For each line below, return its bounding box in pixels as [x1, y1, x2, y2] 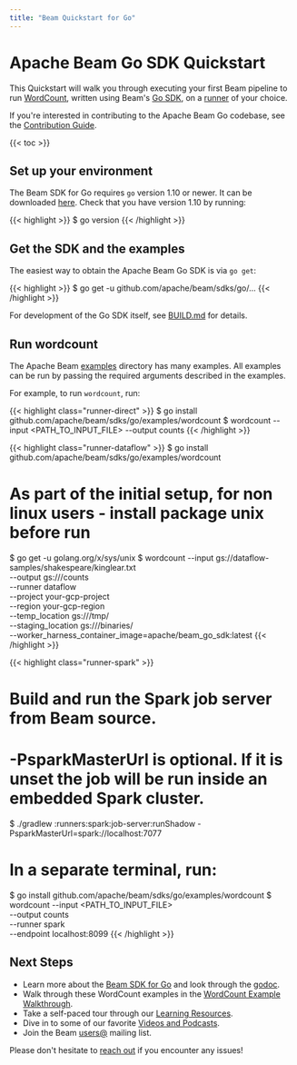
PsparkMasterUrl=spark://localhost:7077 [9, 828, 162, 839]
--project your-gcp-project [9, 591, 111, 602]
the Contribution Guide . [9, 119, 97, 130]
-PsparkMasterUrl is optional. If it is [9, 750, 283, 771]
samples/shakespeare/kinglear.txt [9, 562, 136, 572]
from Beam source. [9, 708, 157, 729]
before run [9, 523, 91, 543]
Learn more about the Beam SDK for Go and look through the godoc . [22, 979, 280, 990]
